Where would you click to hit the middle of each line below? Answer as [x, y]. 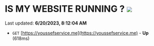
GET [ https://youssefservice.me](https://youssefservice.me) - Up [80, 33]
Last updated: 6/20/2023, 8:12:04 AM [46, 23]
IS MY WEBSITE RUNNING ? [65, 9]
